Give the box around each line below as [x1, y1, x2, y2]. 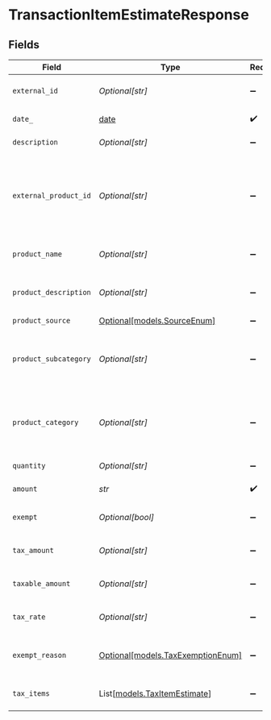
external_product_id [12, 191, 91, 200]
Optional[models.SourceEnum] [98, 315, 216, 326]
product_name [12, 250, 63, 259]
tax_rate [12, 613, 46, 622]
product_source [12, 316, 71, 325]
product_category [12, 418, 79, 427]
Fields [8, 38, 40, 52]
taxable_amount [12, 579, 71, 588]
